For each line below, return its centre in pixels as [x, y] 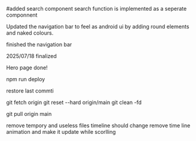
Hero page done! [27, 68]
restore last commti [30, 91]
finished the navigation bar [39, 45]
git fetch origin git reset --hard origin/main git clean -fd [74, 102]
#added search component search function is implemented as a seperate [97, 9]
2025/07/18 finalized [31, 56]
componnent [22, 15]
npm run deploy [26, 79]
